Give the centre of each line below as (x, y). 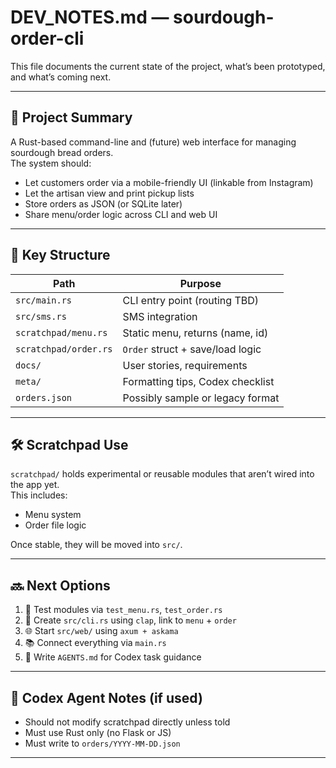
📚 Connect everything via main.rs (95, 643)
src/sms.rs (41, 316)
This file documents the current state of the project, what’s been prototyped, (168, 66)
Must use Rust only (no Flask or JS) (98, 732)
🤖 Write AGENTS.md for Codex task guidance (113, 657)
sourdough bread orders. (62, 152)
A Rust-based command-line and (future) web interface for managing (153, 142)
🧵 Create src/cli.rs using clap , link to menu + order (130, 620)
